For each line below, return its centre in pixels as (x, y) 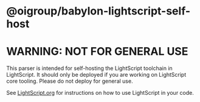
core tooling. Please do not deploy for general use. (70, 81)
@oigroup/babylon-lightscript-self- (98, 11)
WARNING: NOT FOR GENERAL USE (97, 52)
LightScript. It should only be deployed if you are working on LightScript (96, 75)
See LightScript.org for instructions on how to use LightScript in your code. (100, 93)
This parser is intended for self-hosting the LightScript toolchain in (90, 68)
